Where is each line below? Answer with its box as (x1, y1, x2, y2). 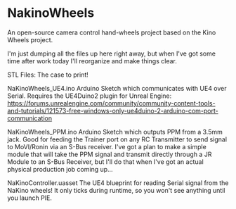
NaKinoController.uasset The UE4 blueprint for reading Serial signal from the (7, 178, 229, 187)
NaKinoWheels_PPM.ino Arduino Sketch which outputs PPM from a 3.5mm (7, 127, 223, 136)
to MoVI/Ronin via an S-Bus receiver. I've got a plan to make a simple (7, 142, 207, 151)
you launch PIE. (7, 194, 53, 202)
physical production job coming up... (7, 165, 114, 173)
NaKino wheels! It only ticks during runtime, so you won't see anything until (7, 186, 225, 194)
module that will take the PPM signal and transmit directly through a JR (7, 150, 212, 158)
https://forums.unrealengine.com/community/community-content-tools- (7, 99, 216, 107)
